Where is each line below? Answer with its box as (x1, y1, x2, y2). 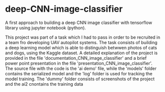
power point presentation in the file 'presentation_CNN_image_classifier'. (5, 60, 153, 66)
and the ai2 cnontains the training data (5, 81, 84, 87)
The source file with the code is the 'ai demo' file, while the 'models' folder (5, 65, 157, 71)
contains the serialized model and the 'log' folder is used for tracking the (5, 70, 153, 76)
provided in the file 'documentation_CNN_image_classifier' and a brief (5, 55, 147, 61)
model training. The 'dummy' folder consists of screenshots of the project (5, 76, 155, 82)
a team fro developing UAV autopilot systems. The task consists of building (5, 39, 158, 45)
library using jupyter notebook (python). (5, 24, 86, 30)
